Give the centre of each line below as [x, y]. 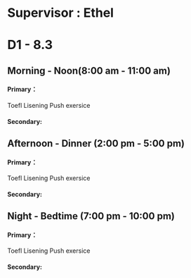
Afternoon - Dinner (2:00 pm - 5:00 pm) [96, 143]
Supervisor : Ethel [61, 13]
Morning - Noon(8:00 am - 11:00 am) [89, 70]
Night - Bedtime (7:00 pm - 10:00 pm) [91, 216]
